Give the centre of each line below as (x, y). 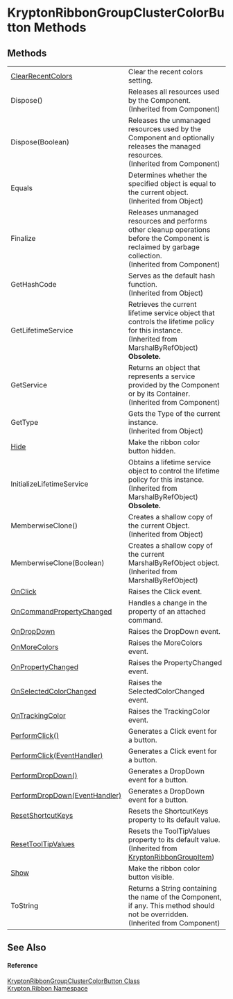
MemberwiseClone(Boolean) (58, 563)
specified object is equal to (172, 184)
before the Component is (169, 238)
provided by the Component (174, 385)
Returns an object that (164, 368)
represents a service (162, 376)
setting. (140, 80)
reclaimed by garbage (164, 247)
